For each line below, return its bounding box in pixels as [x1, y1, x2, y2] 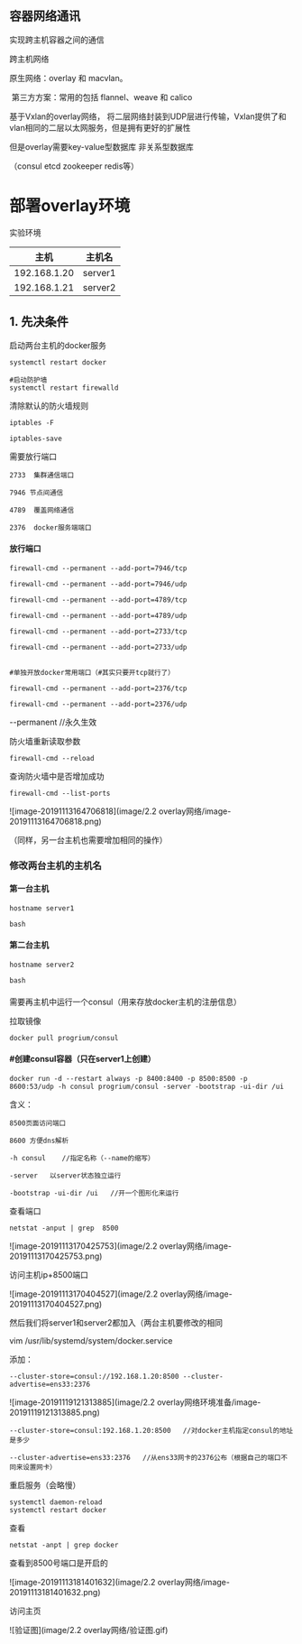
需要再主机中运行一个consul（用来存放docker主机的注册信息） [9, 996, 242, 1007]
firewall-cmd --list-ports [9, 789, 111, 798]
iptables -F [9, 418, 54, 427]
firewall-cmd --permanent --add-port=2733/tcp [9, 626, 188, 636]
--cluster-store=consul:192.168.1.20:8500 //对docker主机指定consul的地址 [9, 1426, 294, 1435]
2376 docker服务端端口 [9, 522, 92, 532]
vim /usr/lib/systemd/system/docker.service [9, 1335, 173, 1346]
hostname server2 [9, 960, 75, 970]
